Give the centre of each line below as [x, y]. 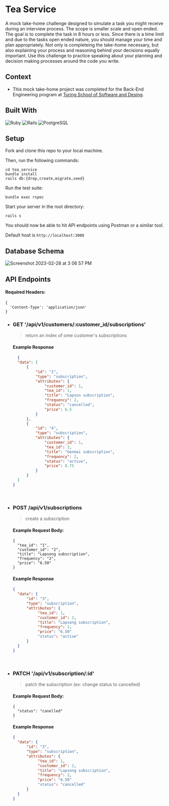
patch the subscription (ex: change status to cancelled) [83, 684]
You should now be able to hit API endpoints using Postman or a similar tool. [85, 225]
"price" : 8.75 [59, 466]
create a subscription [47, 519]
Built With [21, 111]
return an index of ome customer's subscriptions [76, 336]
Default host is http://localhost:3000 [45, 235]
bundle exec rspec [25, 197]
